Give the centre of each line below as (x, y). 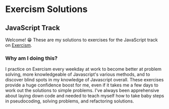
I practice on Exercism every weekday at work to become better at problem (83, 69)
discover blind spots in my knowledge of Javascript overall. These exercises (84, 80)
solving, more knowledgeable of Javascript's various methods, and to (78, 74)
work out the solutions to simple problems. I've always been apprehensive (82, 90)
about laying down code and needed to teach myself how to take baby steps (85, 96)
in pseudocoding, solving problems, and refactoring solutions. (70, 101)
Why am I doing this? (32, 58)
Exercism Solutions (46, 9)
